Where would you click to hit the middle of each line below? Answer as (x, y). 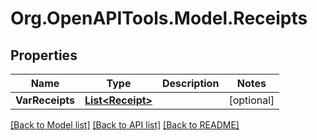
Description (190, 83)
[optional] (251, 100)
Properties (44, 55)
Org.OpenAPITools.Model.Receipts (159, 18)
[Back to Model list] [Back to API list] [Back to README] (125, 125)
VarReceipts (45, 100)
